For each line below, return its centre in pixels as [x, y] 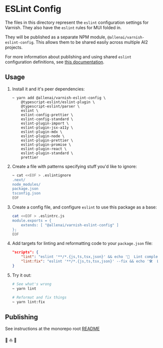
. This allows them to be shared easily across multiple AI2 [90, 42]
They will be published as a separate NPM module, [56, 37]
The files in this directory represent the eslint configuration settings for [77, 22]
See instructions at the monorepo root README [52, 329]
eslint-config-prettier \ [47, 115]
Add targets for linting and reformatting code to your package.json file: [82, 244]
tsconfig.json [26, 193]
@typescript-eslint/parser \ [50, 106]
